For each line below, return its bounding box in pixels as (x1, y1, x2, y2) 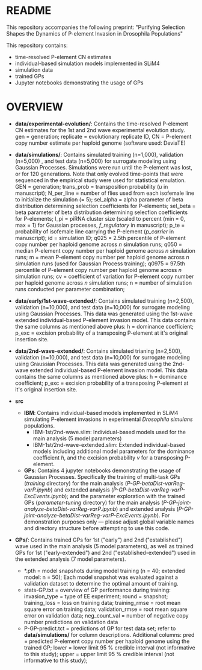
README (6, 4, 52, 17)
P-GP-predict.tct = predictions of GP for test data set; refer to (23, 625, 176, 632)
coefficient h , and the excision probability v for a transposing (32, 454, 184, 461)
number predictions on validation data (23, 618, 118, 625)
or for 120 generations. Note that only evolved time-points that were (14, 170, 183, 177)
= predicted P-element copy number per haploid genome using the (23, 637, 190, 645)
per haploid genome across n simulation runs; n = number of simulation (14, 279, 192, 286)
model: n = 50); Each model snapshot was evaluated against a (23, 574, 179, 581)
